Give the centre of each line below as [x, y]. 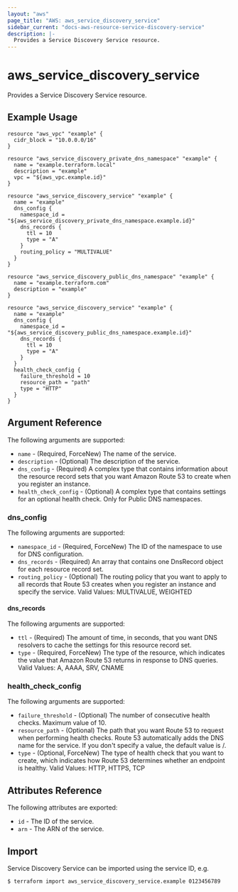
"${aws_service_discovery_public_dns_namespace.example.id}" [100, 332]
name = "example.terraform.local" [65, 165]
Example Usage [43, 118]
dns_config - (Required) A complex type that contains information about [123, 469]
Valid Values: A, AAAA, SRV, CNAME [71, 668]
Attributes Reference [55, 790]
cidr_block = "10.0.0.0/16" [55, 140]
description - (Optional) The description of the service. [99, 461]
